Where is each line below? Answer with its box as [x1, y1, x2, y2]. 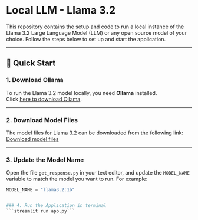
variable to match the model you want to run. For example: [6, 175, 148, 183]
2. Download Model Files [6, 116, 78, 124]
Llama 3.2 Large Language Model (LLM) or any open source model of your [6, 29, 187, 36]
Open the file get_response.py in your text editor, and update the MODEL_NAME [6, 169, 190, 176]
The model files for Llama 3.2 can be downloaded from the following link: [6, 129, 184, 136]
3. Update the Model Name [6, 156, 84, 164]
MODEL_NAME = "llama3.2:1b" [6, 187, 75, 193]
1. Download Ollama [6, 76, 64, 84]
